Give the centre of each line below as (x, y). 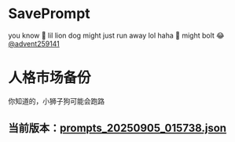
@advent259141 (34, 43)
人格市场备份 (50, 78)
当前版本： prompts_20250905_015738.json (117, 128)
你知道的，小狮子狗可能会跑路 (56, 101)
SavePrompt (49, 14)
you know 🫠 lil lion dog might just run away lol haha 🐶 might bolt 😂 (116, 35)
